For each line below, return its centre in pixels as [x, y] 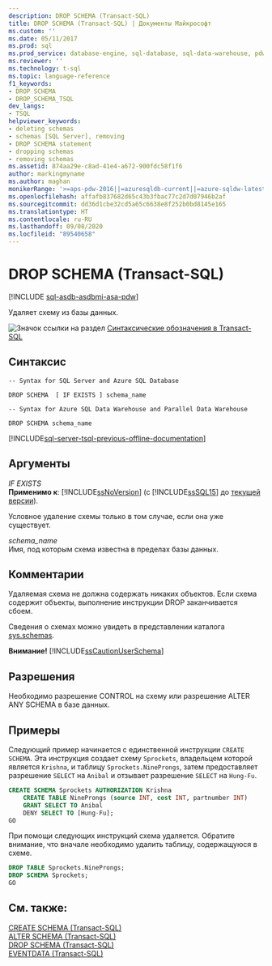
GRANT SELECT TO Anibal [63, 805]
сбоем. [21, 611]
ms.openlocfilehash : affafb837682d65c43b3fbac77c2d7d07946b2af [117, 196]
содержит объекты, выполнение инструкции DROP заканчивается [123, 602]
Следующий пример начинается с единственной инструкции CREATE [126, 749]
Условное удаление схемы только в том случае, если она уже [116, 516]
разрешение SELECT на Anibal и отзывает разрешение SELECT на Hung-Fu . [133, 775]
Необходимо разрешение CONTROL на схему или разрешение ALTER [129, 696]
